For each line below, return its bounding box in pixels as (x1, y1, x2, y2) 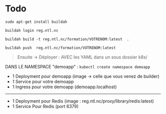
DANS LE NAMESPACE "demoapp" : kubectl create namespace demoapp (5, 63, 151, 69)
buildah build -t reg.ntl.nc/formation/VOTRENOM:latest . (5, 37, 129, 42)
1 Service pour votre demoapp (12, 78, 74, 84)
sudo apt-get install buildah (5, 19, 68, 24)
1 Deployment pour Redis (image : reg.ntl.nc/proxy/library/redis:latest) (12, 98, 154, 104)
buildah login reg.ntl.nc (5, 28, 58, 33)
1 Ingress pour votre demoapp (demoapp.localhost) (12, 84, 117, 90)
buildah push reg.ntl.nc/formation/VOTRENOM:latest (5, 45, 116, 50)
